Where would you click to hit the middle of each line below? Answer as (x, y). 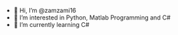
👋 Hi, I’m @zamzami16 (45, 10)
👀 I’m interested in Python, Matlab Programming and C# (92, 17)
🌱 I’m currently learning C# (51, 25)
